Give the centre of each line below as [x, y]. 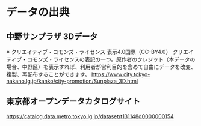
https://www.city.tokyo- [121, 74]
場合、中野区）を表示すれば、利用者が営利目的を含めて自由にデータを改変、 [101, 67]
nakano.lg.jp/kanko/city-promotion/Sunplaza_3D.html [72, 81]
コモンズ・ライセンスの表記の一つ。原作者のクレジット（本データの [111, 59]
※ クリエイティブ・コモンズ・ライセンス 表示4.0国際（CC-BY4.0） [89, 52]
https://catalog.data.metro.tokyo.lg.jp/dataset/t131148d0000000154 [90, 116]
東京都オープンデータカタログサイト [73, 102]
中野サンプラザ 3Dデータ [52, 36]
